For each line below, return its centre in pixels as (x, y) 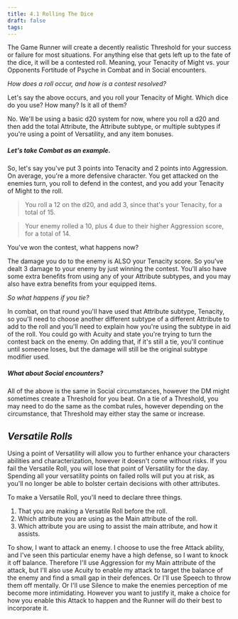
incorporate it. (28, 608)
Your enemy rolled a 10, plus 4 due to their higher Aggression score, (124, 226)
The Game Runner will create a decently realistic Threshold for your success (119, 48)
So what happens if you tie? (48, 298)
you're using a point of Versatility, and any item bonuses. (91, 134)
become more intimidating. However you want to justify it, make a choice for (119, 593)
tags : (15, 27)
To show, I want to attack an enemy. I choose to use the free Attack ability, (116, 548)
